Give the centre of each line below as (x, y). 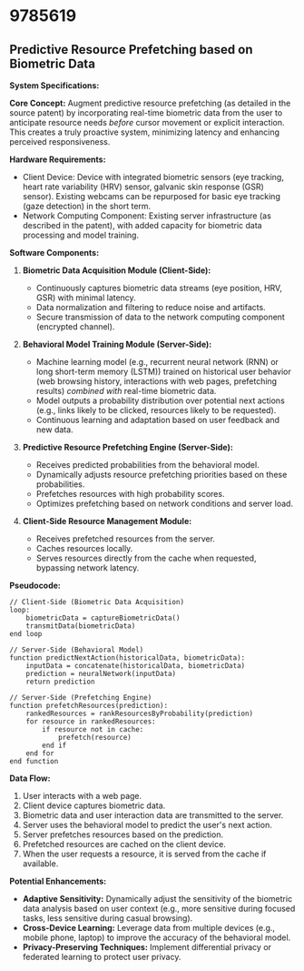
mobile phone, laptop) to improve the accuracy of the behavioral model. (157, 937)
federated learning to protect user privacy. (102, 957)
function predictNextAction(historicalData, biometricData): (127, 658)
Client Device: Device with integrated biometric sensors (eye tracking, (153, 177)
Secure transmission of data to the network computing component (161, 317)
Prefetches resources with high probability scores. (130, 494)
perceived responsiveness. (60, 142)
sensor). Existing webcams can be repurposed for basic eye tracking (152, 196)
